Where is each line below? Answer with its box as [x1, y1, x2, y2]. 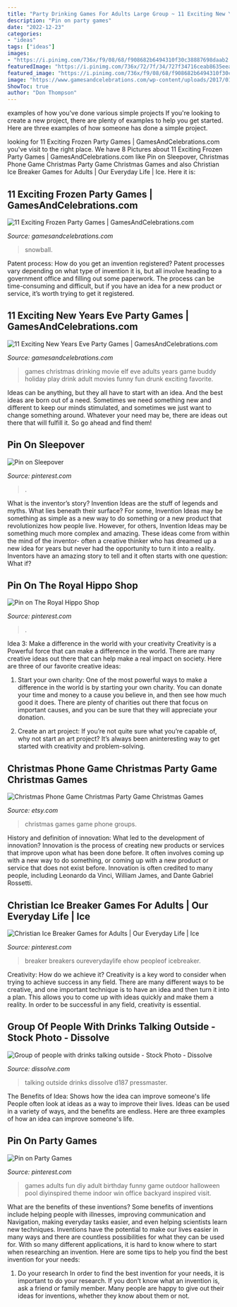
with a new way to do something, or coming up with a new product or [7, 856, 209, 864]
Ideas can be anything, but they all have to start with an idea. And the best [7, 388, 224, 396]
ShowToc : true [7, 83, 49, 90]
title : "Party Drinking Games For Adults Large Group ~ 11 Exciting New [7, 10, 226, 18]
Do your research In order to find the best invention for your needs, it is [17, 1269, 224, 1277]
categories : [7, 30, 42, 38]
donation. [17, 713, 46, 722]
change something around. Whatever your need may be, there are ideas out [7, 411, 228, 419]
